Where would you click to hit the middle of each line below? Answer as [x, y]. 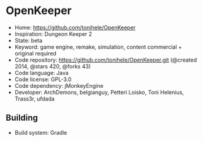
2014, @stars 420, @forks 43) [53, 66]
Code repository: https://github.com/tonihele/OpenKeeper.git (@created [106, 60]
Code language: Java [41, 73]
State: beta [29, 40]
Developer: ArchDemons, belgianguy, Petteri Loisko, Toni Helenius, [99, 92]
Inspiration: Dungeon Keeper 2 [53, 34]
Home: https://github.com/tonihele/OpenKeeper [75, 27]
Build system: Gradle [41, 132]
